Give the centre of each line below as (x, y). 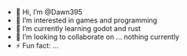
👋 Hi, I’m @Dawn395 (49, 12)
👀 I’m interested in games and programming (86, 20)
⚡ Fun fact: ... (37, 45)
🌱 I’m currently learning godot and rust (78, 28)
